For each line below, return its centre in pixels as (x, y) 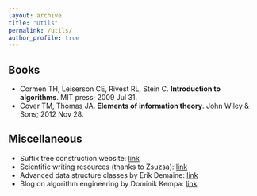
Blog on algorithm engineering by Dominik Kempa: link (108, 183)
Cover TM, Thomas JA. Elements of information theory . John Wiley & (134, 106)
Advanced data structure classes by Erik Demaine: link (109, 175)
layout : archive (35, 15)
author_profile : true (44, 38)
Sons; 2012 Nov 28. (52, 114)
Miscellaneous (45, 139)
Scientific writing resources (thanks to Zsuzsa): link (104, 167)
